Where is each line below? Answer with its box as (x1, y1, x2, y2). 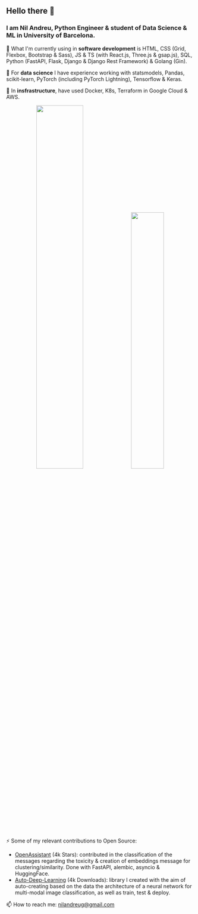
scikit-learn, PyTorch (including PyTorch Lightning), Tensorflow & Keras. (6, 75, 183, 82)
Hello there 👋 (6, 6, 55, 16)
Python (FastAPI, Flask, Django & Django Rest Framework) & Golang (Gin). (6, 57, 187, 64)
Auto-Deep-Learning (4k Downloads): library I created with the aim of (14, 876, 186, 883)
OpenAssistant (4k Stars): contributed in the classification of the (14, 851, 172, 858)
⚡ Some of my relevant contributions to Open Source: (6, 837, 137, 844)
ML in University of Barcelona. (6, 31, 96, 39)
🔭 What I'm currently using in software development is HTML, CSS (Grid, (6, 45, 186, 52)
